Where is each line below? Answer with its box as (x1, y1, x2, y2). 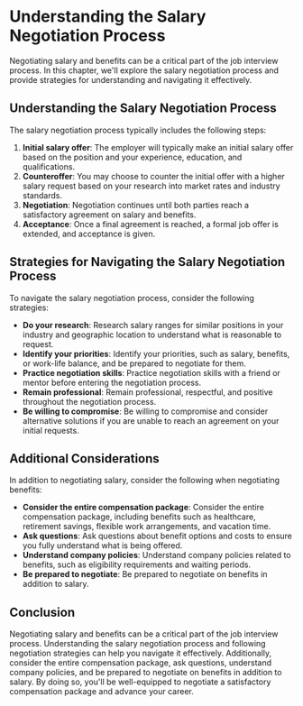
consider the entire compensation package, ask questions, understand (9, 657, 272, 668)
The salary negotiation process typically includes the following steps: (9, 124, 267, 135)
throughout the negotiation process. (22, 396, 157, 407)
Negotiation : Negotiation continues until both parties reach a (22, 199, 250, 210)
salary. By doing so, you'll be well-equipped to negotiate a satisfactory (9, 676, 271, 687)
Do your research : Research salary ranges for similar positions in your (22, 319, 284, 330)
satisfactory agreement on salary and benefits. (22, 209, 197, 220)
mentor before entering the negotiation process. (22, 377, 201, 388)
